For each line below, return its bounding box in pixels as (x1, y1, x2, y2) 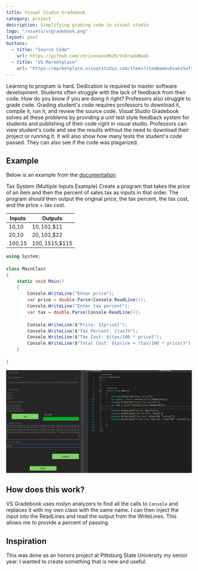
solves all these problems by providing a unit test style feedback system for (6, 114, 190, 121)
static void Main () (16, 278, 65, 284)
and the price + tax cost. (6, 202, 66, 209)
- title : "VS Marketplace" (11, 59, 78, 65)
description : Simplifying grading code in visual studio (6, 22, 149, 28)
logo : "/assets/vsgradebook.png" (6, 28, 88, 34)
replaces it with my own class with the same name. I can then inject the (6, 507, 179, 514)
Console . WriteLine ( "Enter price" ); (27, 291, 115, 297)
